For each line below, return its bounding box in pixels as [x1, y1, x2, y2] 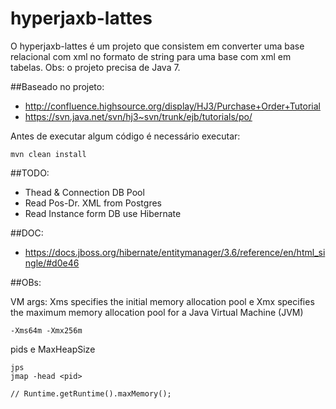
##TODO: [10, 167, 50, 179]
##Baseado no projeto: [10, 80, 105, 92]
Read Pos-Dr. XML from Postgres [24, 197, 162, 209]
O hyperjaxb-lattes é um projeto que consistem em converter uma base [10, 40, 305, 52]
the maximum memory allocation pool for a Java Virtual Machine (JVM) [10, 306, 304, 318]
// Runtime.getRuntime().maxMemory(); [10, 388, 172, 399]
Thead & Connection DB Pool [24, 186, 145, 198]
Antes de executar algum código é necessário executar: [10, 130, 241, 142]
